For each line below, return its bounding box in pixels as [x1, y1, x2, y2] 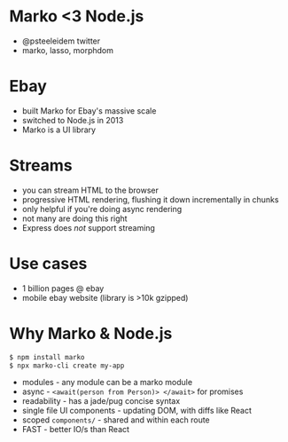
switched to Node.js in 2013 [21, 114, 124, 125]
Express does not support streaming [21, 222, 155, 233]
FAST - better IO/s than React [21, 424, 130, 435]
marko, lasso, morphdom [21, 44, 113, 55]
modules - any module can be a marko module [21, 377, 193, 388]
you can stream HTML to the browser [21, 185, 160, 195]
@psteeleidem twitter [21, 36, 101, 46]
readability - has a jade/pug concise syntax [21, 396, 181, 406]
